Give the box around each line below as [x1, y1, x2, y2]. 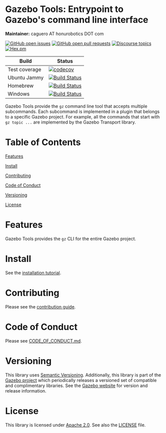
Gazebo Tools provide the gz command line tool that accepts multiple [5, 103, 147, 109]
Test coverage [7, 66, 41, 73]
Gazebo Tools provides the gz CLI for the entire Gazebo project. [5, 235, 136, 241]
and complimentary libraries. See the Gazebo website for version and [5, 382, 148, 388]
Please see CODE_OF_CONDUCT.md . [5, 337, 82, 343]
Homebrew [7, 82, 34, 89]
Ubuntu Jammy [7, 74, 44, 81]
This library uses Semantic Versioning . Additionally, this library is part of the [5, 371, 161, 378]
